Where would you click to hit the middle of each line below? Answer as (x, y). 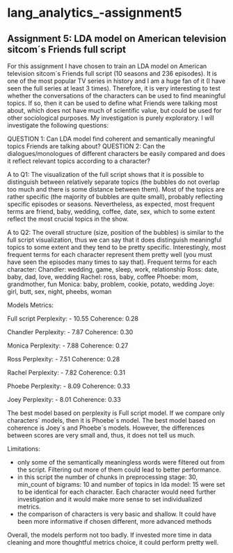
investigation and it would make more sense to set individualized (110, 499)
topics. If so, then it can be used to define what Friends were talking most (112, 103)
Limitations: (24, 449)
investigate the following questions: (58, 125)
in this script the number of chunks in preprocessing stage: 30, (107, 477)
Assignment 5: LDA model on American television (117, 39)
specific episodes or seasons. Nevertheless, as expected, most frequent (111, 204)
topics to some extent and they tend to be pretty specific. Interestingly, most (116, 247)
